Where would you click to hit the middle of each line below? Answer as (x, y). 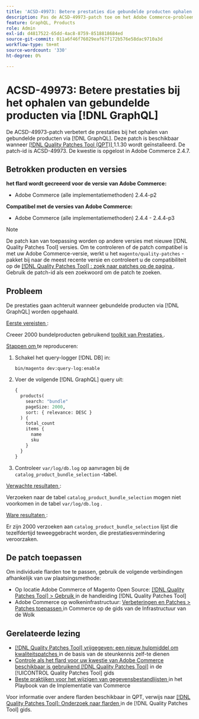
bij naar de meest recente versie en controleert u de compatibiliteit (105, 260)
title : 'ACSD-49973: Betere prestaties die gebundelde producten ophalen (99, 12)
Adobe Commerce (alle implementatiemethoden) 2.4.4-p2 (86, 195)
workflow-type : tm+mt (33, 45)
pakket (15, 260)
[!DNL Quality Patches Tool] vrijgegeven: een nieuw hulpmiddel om (97, 648)
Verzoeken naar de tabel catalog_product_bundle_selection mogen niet (94, 497)
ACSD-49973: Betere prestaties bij (93, 90)
